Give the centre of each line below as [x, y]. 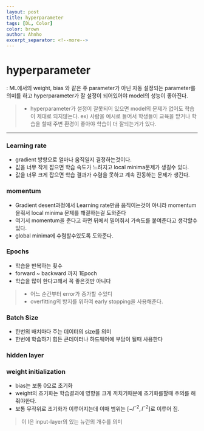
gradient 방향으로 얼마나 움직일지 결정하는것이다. [73, 159]
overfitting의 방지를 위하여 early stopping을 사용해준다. [97, 301]
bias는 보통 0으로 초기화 [44, 386]
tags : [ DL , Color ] [29, 23]
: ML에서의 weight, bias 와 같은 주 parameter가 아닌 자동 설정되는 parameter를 [101, 88]
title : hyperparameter [35, 18]
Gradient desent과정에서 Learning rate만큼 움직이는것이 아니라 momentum [106, 205]
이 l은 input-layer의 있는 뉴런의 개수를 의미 [72, 422]
